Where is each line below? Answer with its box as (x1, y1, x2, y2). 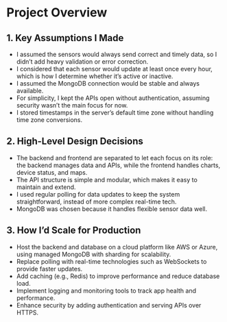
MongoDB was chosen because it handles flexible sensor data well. (16, 204, 208, 213)
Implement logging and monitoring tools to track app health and (16, 286, 197, 295)
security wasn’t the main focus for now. (16, 101, 128, 109)
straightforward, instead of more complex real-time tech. (16, 197, 177, 206)
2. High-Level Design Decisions (6, 136, 143, 147)
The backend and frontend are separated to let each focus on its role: (16, 153, 213, 162)
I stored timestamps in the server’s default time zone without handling (16, 108, 214, 116)
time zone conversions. (16, 116, 83, 124)
